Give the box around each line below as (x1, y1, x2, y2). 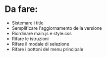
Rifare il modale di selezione (11, 41, 70, 47)
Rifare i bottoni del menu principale (11, 46, 84, 52)
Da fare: (4, 3, 38, 15)
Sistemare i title (11, 20, 44, 26)
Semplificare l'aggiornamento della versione (11, 25, 102, 31)
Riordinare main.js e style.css (11, 30, 72, 36)
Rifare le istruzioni (11, 36, 49, 42)
